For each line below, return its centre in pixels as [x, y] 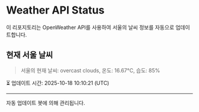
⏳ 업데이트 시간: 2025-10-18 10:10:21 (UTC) [58, 83]
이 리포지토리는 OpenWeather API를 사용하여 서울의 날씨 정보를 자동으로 [90, 27]
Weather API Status [55, 10]
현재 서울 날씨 [30, 55]
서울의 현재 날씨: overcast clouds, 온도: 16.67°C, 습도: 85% [90, 70]
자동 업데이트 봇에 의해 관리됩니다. [46, 103]
